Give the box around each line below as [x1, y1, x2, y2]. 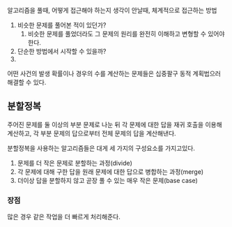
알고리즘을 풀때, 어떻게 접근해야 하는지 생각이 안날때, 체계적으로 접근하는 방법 [7, 6, 217, 14]
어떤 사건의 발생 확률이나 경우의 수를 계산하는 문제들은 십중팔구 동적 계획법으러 [7, 69, 222, 78]
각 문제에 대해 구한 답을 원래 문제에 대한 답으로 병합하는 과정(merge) [17, 167, 204, 176]
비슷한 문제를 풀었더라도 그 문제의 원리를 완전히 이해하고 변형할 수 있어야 [27, 30, 225, 38]
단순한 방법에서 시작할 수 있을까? [17, 47, 107, 55]
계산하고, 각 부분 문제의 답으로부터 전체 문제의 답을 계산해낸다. [7, 129, 176, 138]
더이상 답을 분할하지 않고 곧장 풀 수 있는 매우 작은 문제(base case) [17, 176, 199, 184]
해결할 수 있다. [7, 78, 47, 86]
